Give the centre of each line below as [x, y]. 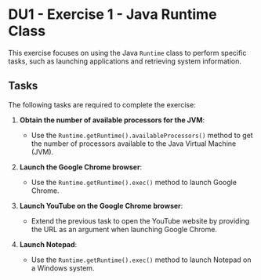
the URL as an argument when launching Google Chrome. [124, 229]
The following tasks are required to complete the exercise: [102, 104]
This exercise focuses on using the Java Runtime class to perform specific [127, 53]
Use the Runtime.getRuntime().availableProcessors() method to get [142, 135]
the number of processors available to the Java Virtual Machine [134, 144]
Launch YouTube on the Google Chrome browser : [101, 205]
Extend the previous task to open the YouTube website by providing [140, 220]
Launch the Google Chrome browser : [81, 167]
